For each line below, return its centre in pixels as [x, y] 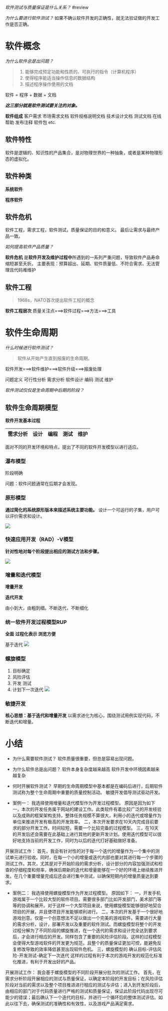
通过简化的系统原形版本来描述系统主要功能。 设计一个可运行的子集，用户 [80, 509]
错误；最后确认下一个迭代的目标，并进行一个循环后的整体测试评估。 [88, 997]
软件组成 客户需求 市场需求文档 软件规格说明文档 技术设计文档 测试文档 [78, 116]
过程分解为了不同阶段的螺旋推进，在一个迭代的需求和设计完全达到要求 [85, 930]
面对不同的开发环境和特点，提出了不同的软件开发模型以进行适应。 [73, 447]
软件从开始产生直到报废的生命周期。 [55, 358]
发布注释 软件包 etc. [35, 122]
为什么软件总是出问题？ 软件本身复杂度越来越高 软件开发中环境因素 [81, 769]
